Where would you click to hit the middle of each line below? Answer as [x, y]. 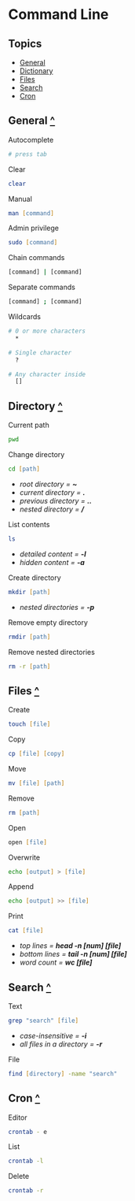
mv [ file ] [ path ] [36, 783]
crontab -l [26, 1161]
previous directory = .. [56, 500]
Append [21, 887]
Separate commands [42, 287]
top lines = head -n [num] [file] [70, 946]
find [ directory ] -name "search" [63, 1073]
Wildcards [25, 317]
